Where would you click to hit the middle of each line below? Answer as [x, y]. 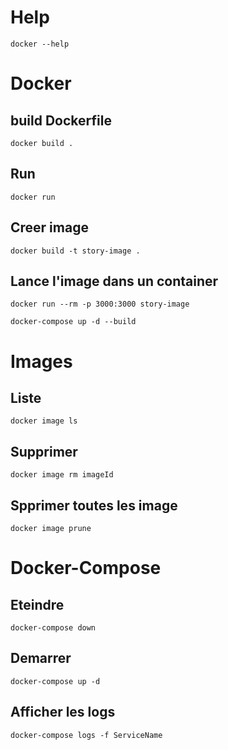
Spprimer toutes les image [94, 505]
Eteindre [37, 604]
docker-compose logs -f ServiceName [86, 735]
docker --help [40, 44]
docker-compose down [53, 628]
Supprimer [44, 451]
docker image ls [44, 421]
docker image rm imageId [62, 475]
